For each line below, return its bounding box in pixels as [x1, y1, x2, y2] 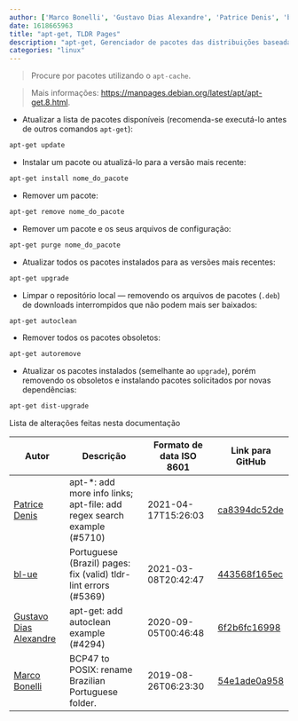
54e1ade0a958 [216, 675, 285, 687]
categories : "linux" [9, 46, 86, 55]
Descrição [82, 450, 127, 463]
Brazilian [69, 675, 106, 687]
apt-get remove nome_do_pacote [9, 207, 125, 216]
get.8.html [30, 97, 68, 107]
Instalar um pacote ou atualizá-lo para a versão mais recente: [21, 157, 247, 167]
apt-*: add [69, 476, 115, 488]
